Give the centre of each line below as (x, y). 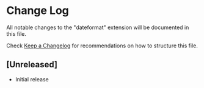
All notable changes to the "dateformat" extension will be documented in (98, 27)
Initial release (32, 79)
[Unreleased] (32, 65)
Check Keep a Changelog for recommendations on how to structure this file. (102, 46)
